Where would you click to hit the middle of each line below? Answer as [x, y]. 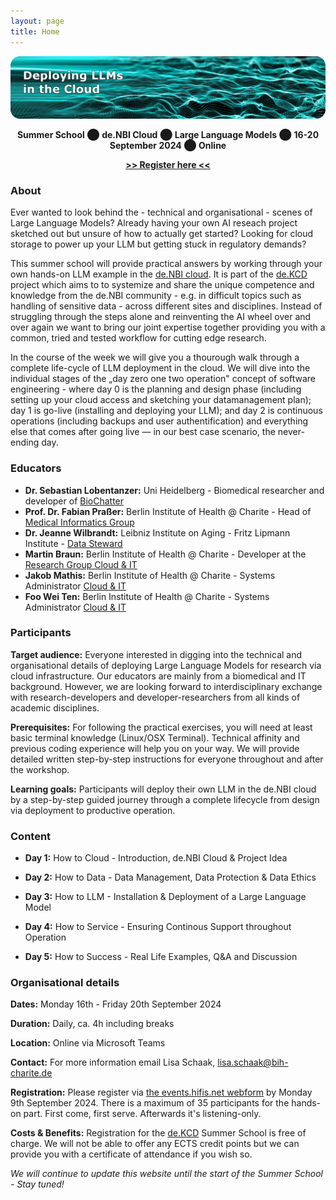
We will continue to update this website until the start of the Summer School [166, 1174]
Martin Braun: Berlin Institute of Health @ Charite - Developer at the [165, 554]
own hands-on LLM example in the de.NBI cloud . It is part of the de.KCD [159, 274]
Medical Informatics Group [79, 522]
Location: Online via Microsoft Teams [88, 1043]
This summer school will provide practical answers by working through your [166, 264]
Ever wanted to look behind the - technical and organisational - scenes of [161, 212]
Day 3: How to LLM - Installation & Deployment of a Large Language [165, 897]
